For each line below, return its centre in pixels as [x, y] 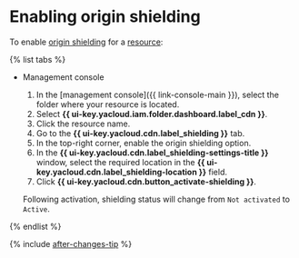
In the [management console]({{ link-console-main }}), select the [158, 94]
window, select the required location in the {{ [120, 162]
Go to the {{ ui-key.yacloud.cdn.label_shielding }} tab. [140, 133]
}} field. [213, 172]
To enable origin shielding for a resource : [86, 42]
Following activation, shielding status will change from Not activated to [156, 199]
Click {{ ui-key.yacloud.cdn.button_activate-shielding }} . [146, 181]
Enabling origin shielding [105, 17]
